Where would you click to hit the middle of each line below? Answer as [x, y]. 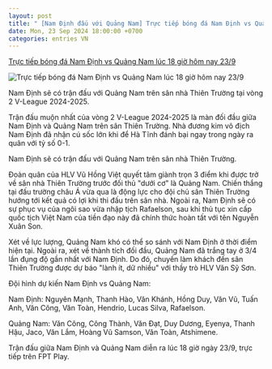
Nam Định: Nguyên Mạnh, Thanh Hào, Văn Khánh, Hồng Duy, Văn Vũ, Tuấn [134, 299]
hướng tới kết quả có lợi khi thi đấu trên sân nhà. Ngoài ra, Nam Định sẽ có [132, 200]
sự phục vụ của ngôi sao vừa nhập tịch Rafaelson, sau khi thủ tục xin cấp [130, 209]
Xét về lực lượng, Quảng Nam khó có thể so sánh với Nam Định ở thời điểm [133, 242]
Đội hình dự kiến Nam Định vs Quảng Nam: [80, 284]
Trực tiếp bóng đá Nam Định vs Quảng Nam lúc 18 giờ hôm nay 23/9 [122, 62]
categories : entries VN [49, 39]
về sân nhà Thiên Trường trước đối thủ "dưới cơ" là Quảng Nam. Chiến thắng [136, 183]
